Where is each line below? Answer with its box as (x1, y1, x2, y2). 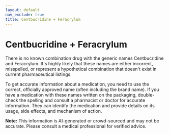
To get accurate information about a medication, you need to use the (5, 81, 149, 87)
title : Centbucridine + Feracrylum (5, 17, 81, 22)
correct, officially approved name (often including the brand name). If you (5, 86, 159, 93)
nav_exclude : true (5, 12, 44, 17)
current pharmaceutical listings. (5, 71, 72, 77)
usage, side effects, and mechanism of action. (5, 108, 102, 114)
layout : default (5, 7, 40, 13)
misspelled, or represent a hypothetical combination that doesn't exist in (5, 66, 157, 72)
